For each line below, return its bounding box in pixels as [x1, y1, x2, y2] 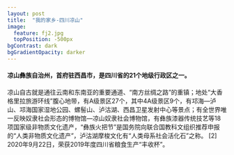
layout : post [7, 10, 45, 17]
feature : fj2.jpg [13, 29, 64, 37]
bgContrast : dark [7, 42, 58, 49]
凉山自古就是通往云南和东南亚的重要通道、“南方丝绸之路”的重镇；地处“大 [7, 88, 217, 97]
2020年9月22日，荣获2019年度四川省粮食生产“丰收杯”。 [7, 140, 169, 149]
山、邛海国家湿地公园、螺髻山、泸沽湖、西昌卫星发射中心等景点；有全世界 [7, 106, 221, 114]
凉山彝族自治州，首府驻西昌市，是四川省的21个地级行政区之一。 [7, 71, 191, 80]
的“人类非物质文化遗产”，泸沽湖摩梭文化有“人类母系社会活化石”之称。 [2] [7, 131, 217, 140]
